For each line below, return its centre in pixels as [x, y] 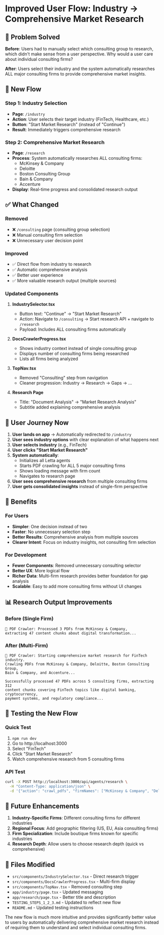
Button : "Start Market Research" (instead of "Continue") [69, 124]
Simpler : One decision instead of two [50, 526]
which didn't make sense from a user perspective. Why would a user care [79, 54]
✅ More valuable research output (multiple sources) [64, 280]
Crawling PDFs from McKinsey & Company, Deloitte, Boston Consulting [77, 664]
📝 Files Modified [30, 865]
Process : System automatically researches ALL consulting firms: [77, 158]
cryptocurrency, [21, 694]
